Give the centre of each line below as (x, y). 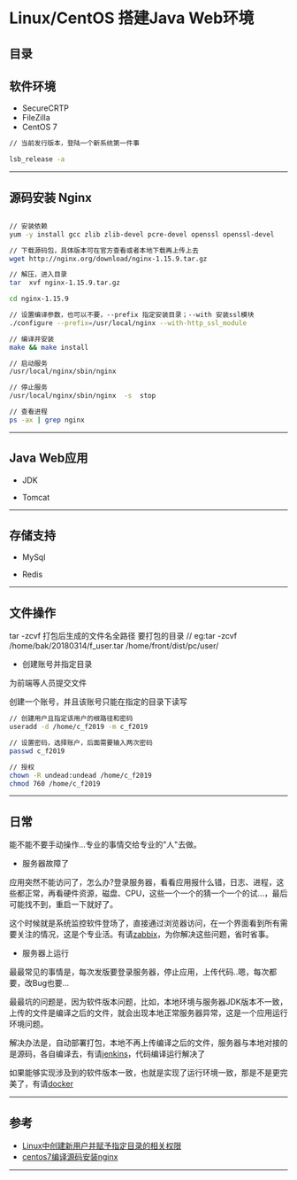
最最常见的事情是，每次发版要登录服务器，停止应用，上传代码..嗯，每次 (139, 972)
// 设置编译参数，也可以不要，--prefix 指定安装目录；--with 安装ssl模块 (132, 315)
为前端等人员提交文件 (48, 683)
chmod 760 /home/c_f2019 (55, 784)
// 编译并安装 (32, 339)
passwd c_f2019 (37, 751)
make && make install (49, 347)
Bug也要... (51, 983)
